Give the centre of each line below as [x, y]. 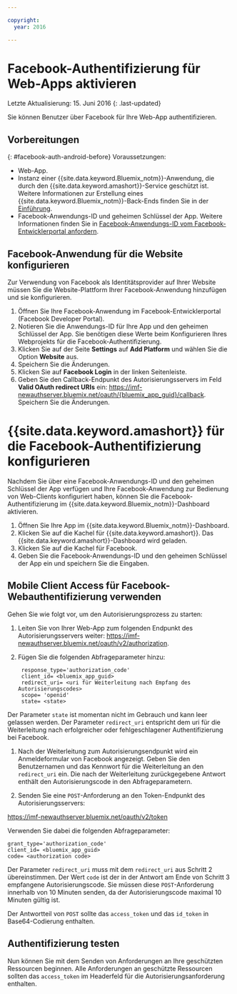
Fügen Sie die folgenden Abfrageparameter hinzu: [91, 657]
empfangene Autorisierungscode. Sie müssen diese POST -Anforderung [111, 884]
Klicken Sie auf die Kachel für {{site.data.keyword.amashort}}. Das [116, 533]
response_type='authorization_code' [76, 670]
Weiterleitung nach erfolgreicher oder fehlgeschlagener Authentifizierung [115, 730]
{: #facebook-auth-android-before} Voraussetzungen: [87, 157]
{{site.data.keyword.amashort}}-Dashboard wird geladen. [102, 541]
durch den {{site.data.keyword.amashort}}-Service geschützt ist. [113, 186]
